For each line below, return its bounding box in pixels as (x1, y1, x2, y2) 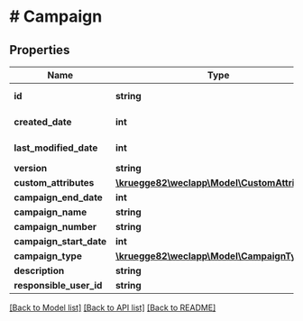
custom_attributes (14, 177, 95, 188)
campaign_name (14, 206, 87, 218)
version (14, 162, 48, 174)
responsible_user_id (14, 280, 103, 291)
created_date (14, 115, 72, 128)
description (14, 264, 65, 277)
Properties (9, 42, 70, 58)
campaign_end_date (14, 191, 104, 204)
